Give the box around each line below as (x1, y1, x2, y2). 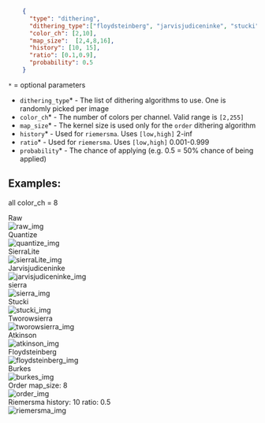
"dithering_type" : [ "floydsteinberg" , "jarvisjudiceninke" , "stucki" (28, 22, 259, 30)
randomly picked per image (19, 103, 109, 113)
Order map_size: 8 (8, 380, 68, 390)
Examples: (8, 177, 62, 191)
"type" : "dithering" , (28, 14, 101, 23)
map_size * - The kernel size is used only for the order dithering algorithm (19, 121, 256, 130)
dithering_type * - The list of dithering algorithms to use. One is (19, 95, 226, 105)
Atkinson (8, 330, 37, 340)
